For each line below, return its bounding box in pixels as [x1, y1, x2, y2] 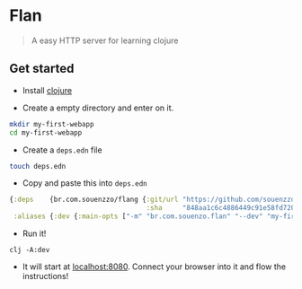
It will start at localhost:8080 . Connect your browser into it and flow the [22, 261, 286, 272]
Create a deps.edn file [22, 144, 102, 155]
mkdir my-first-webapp [9, 119, 94, 128]
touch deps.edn [9, 162, 67, 171]
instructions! [22, 271, 69, 281]
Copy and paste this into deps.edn [22, 178, 147, 188]
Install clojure [22, 84, 73, 95]
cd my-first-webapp [9, 127, 83, 137]
